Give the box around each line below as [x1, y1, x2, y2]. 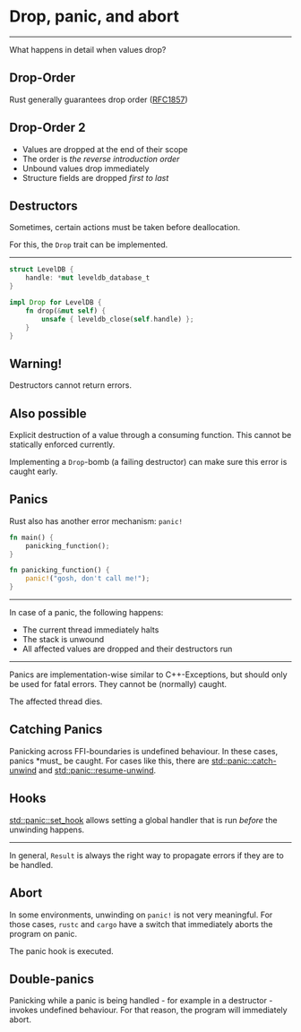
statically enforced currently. [9, 439, 116, 450]
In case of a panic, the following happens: [9, 607, 164, 618]
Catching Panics [9, 722, 103, 737]
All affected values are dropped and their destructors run [21, 643, 233, 655]
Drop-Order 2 [9, 120, 86, 135]
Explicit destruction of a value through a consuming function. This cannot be [9, 430, 292, 440]
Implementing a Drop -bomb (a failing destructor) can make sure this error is [9, 457, 288, 467]
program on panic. [9, 928, 78, 939]
